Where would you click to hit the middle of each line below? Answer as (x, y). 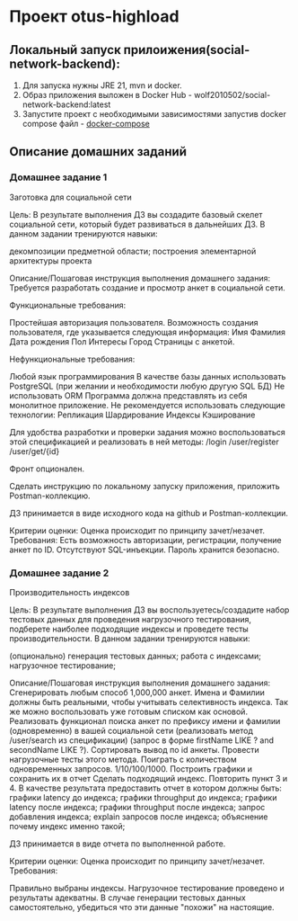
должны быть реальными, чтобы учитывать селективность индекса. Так (149, 702)
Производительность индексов (70, 592)
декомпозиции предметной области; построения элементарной (133, 251)
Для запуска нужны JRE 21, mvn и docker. (102, 85)
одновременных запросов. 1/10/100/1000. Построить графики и (131, 769)
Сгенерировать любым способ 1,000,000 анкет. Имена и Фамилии (137, 692)
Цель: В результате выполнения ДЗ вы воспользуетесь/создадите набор (149, 610)
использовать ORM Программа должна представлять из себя (128, 395)
